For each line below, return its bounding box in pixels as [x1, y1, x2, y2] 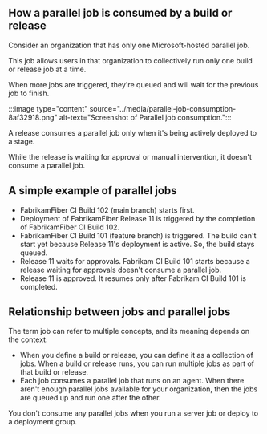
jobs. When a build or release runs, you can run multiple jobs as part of [19, 359, 255, 368]
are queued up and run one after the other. [19, 393, 161, 403]
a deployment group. [8, 417, 78, 427]
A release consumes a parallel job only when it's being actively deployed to [8, 128, 257, 137]
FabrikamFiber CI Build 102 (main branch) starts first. [19, 205, 195, 215]
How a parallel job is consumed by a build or [8, 6, 233, 20]
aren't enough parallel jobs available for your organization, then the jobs [19, 384, 258, 394]
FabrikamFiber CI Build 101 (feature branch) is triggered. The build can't [19, 230, 257, 240]
